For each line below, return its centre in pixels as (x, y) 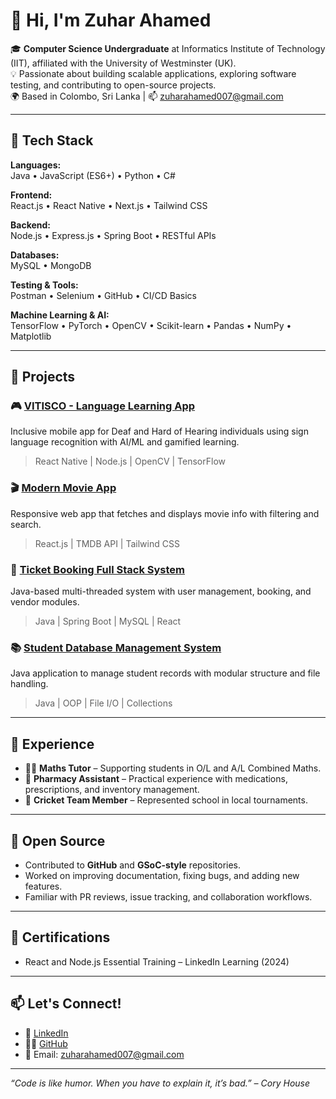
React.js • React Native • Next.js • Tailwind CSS (109, 205)
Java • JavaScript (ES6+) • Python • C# (93, 175)
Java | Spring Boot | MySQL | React (108, 621)
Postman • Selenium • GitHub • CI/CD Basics (103, 295)
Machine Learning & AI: (60, 315)
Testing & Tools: (44, 285)
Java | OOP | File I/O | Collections (103, 703)
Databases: (35, 255)
